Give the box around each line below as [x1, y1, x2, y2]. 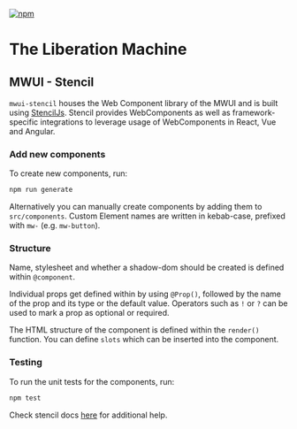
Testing [9, 356, 42, 369]
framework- [232, 107, 276, 118]
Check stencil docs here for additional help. [9, 410, 168, 420]
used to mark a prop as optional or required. [9, 308, 170, 318]
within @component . [9, 272, 75, 282]
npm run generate [9, 186, 73, 195]
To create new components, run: [9, 168, 128, 179]
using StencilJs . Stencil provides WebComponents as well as [9, 107, 232, 118]
